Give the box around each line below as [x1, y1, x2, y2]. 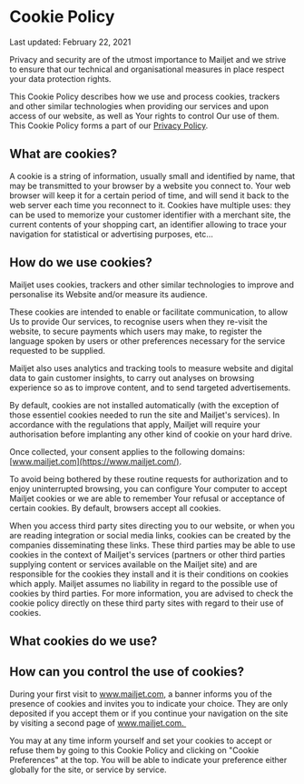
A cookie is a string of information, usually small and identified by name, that [9, 170, 296, 181]
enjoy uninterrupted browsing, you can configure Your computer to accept [9, 483, 288, 494]
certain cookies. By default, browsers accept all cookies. [9, 502, 221, 513]
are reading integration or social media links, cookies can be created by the [9, 529, 291, 540]
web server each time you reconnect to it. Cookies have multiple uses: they [9, 199, 291, 210]
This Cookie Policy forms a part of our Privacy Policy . [9, 120, 209, 131]
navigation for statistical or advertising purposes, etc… [9, 228, 213, 239]
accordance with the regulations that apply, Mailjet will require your [9, 418, 260, 429]
